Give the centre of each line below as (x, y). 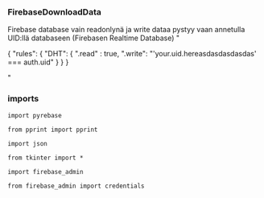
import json (27, 143)
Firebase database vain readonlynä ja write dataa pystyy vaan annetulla (126, 30)
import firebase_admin (45, 171)
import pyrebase (35, 115)
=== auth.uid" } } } (38, 62)
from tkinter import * (45, 158)
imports (23, 99)
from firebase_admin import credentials (76, 186)
